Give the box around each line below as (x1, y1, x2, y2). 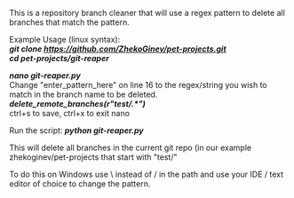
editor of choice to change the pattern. (9, 178, 151, 189)
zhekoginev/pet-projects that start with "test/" (9, 152, 178, 162)
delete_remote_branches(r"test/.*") (9, 99, 147, 109)
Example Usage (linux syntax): (9, 35, 121, 44)
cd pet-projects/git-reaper (9, 53, 109, 63)
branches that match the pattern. (9, 17, 131, 28)
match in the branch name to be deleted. (9, 89, 158, 99)
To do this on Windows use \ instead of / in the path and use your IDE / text (9, 169, 284, 179)
